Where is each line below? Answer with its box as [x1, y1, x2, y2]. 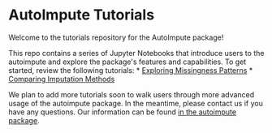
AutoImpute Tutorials [8, 6, 155, 24]
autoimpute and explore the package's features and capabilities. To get [8, 57, 247, 66]
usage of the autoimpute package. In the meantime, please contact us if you [8, 98, 264, 108]
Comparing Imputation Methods [8, 74, 115, 84]
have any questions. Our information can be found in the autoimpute [8, 107, 237, 117]
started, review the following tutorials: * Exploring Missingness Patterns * [8, 65, 253, 75]
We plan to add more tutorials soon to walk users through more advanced [8, 89, 255, 99]
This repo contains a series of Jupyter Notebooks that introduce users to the [8, 48, 265, 58]
